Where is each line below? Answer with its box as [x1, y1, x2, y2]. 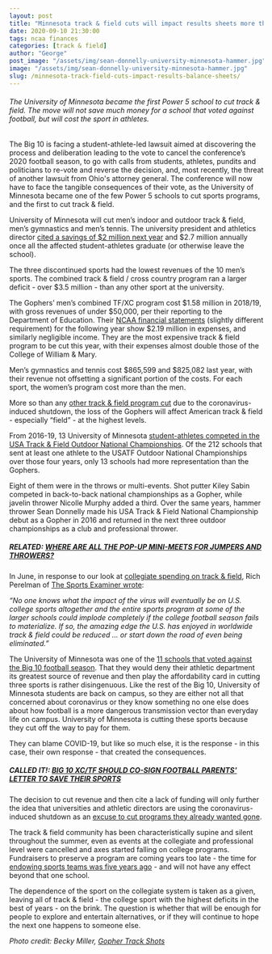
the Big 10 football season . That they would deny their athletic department [9, 662, 255, 672]
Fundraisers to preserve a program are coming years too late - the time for [9, 853, 257, 863]
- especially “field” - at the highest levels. [9, 415, 147, 424]
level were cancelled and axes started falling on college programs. [9, 844, 230, 854]
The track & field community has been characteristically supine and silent [9, 827, 253, 837]
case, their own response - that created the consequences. [9, 747, 207, 757]
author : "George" [9, 49, 68, 57]
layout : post [9, 11, 53, 20]
